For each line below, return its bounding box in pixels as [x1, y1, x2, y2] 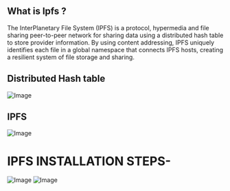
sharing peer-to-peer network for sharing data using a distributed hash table [7, 31, 224, 39]
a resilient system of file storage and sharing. [7, 53, 135, 61]
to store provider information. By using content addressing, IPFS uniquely [7, 38, 215, 47]
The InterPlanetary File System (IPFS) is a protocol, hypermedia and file [7, 23, 209, 32]
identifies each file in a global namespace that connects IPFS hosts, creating [7, 45, 224, 54]
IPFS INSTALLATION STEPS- [7, 153, 172, 169]
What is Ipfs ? [7, 5, 67, 17]
